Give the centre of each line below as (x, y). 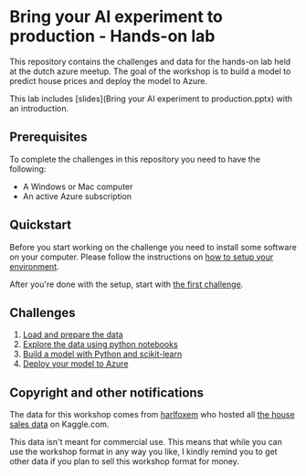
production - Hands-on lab (112, 36)
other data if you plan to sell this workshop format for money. (124, 461)
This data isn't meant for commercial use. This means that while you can (146, 442)
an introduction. (39, 108)
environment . (34, 266)
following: (28, 169)
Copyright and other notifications (106, 392)
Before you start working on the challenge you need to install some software (153, 247)
